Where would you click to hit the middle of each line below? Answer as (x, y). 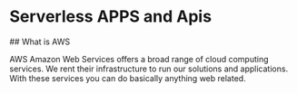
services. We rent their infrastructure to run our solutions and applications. (149, 69)
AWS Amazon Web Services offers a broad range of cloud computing (139, 59)
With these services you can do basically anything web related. (128, 78)
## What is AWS (40, 42)
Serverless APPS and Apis (110, 17)
